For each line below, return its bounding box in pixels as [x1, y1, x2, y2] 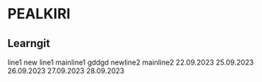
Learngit [7, 37, 51, 50]
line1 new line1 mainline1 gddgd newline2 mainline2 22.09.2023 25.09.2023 [7, 57, 254, 67]
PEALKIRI [7, 5, 71, 23]
